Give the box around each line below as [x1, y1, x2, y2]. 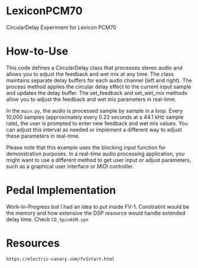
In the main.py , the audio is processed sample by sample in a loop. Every [6, 107, 183, 114]
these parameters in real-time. [6, 132, 80, 139]
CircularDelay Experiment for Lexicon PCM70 [6, 24, 116, 31]
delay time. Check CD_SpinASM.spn [6, 215, 89, 223]
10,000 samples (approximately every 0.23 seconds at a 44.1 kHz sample [6, 113, 184, 120]
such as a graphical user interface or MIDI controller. [6, 162, 134, 170]
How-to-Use [6, 44, 69, 58]
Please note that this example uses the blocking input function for [6, 143, 166, 151]
